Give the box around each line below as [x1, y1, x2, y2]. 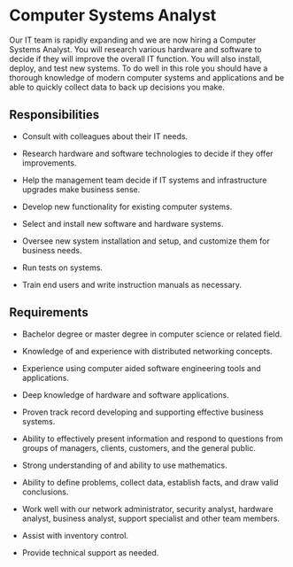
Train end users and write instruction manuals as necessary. [21, 279, 242, 290]
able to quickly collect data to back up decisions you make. [9, 82, 226, 92]
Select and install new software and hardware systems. [21, 218, 224, 229]
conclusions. [21, 486, 69, 497]
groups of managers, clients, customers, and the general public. [21, 442, 257, 453]
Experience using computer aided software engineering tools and [21, 362, 261, 373]
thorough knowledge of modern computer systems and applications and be [9, 72, 285, 82]
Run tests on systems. [21, 262, 104, 273]
